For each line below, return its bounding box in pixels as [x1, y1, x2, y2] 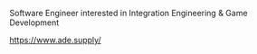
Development [9, 17, 60, 28]
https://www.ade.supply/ [9, 35, 101, 45]
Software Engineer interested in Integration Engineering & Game [9, 8, 248, 18]
